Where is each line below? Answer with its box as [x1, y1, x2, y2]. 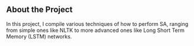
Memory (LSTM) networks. [6, 32, 72, 40]
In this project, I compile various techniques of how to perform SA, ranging [6, 20, 189, 27]
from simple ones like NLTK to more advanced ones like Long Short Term [6, 27, 185, 34]
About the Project [6, 5, 73, 15]
